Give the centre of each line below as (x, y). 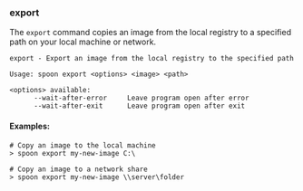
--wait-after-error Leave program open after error (141, 98)
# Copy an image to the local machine (83, 145)
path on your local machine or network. (83, 42)
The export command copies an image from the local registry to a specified (151, 33)
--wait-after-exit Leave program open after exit (139, 106)
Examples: (29, 126)
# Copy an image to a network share (78, 169)
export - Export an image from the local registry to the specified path (152, 59)
